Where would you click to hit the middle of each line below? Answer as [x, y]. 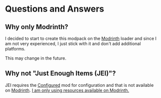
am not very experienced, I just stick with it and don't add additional [73, 44]
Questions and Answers [55, 9]
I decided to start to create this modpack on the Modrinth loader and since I [81, 38]
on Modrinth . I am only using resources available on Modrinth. [67, 90]
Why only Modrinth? [37, 27]
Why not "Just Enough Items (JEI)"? [60, 73]
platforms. [15, 49]
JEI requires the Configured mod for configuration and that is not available [80, 85]
